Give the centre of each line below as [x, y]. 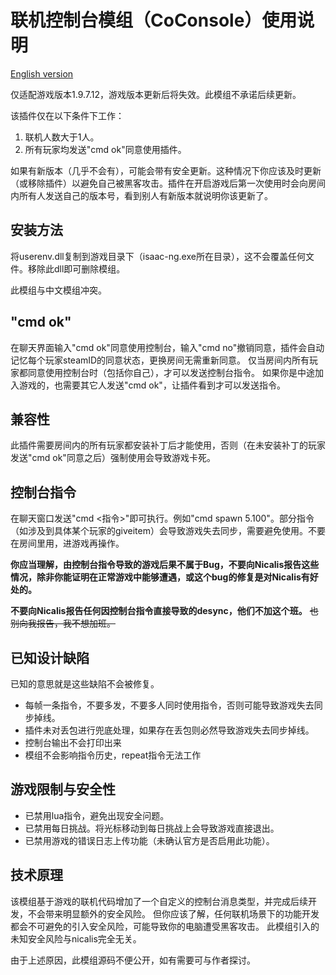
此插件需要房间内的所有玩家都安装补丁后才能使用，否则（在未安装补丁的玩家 [168, 445]
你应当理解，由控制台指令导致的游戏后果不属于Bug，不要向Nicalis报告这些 [165, 565]
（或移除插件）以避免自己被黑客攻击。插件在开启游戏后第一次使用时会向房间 [168, 183]
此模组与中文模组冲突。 [58, 290]
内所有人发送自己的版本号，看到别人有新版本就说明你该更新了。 [141, 195]
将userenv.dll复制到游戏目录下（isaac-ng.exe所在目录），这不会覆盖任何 [158, 256]
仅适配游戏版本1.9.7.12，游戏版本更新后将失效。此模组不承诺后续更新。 [156, 94]
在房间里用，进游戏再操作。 [67, 543]
